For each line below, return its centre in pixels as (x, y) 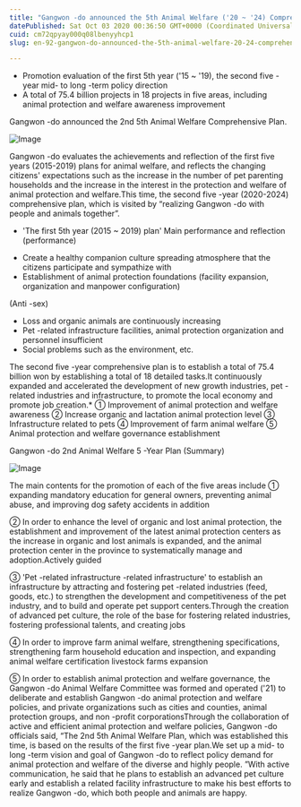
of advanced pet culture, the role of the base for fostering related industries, (150, 615)
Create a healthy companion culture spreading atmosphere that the (146, 258)
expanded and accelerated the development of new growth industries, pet (146, 386)
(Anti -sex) (29, 304)
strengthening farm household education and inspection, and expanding (142, 652)
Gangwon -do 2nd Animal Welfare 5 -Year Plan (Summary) (117, 451)
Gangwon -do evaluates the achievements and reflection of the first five (142, 157)
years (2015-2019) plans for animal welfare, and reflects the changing (138, 166)
